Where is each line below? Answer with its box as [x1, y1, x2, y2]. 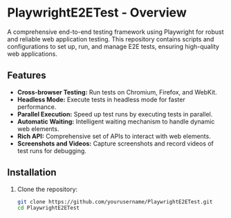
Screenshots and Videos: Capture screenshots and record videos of [17, 139, 214, 148]
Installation [7, 167, 57, 179]
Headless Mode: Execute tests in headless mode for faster [17, 95, 185, 103]
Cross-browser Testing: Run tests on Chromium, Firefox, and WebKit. [17, 88, 217, 96]
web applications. [7, 50, 57, 58]
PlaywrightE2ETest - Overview [7, 5, 187, 21]
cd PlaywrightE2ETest [17, 205, 80, 212]
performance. [17, 102, 57, 111]
